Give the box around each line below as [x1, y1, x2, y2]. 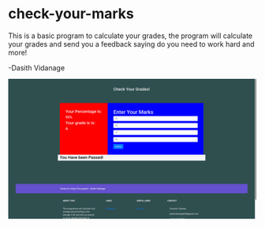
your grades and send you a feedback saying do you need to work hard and [8, 39, 255, 48]
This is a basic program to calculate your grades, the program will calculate [8, 31, 253, 40]
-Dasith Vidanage [8, 62, 65, 72]
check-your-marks [8, 5, 134, 23]
